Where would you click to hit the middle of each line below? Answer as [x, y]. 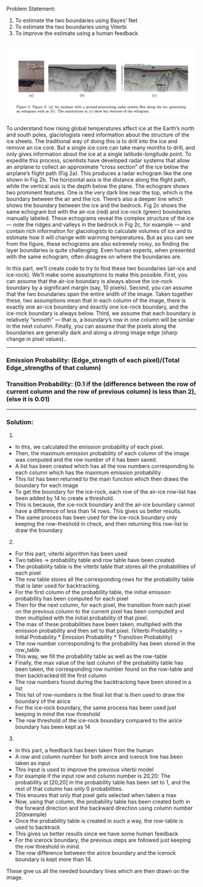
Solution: [20, 422]
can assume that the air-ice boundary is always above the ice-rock [89, 281]
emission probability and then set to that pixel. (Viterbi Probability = [99, 630]
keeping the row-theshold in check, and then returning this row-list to [101, 524]
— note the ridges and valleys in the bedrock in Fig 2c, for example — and [98, 225]
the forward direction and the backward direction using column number [104, 808]
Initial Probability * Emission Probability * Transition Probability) [94, 637]
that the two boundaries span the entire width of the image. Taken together [100, 294]
